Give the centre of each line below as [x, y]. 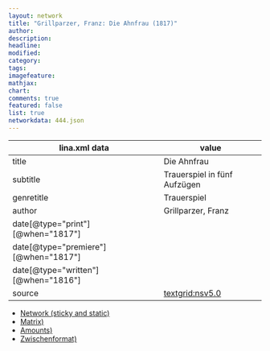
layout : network [35, 16]
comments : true [34, 98]
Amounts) [36, 330]
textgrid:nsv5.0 [192, 293]
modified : [25, 53]
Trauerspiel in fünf [198, 174]
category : [25, 61]
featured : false [35, 105]
